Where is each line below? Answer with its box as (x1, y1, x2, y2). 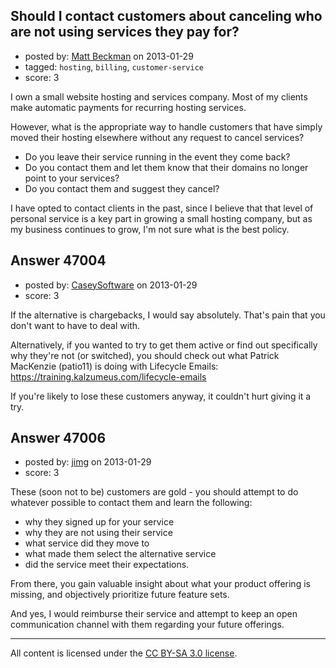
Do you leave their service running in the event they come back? (24, 150, 291, 163)
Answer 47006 (10, 430, 107, 447)
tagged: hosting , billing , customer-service (24, 60, 204, 73)
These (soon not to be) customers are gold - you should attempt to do (10, 486, 299, 498)
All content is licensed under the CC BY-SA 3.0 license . (10, 647, 238, 659)
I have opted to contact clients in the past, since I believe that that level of (10, 202, 314, 214)
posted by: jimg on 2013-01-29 (24, 456, 152, 468)
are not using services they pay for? (10, 24, 240, 41)
